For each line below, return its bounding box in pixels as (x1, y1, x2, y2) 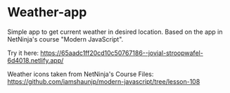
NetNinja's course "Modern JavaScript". (7, 35, 124, 43)
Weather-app (7, 4, 87, 20)
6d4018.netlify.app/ (7, 56, 64, 64)
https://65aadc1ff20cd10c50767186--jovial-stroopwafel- (40, 49, 204, 57)
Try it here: (7, 49, 39, 57)
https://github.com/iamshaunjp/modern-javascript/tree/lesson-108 (7, 77, 200, 85)
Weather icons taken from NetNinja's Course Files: (7, 70, 154, 78)
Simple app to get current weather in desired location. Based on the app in (7, 27, 223, 36)
